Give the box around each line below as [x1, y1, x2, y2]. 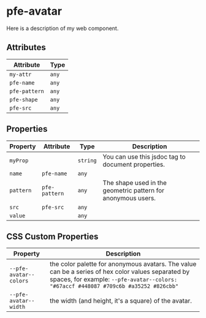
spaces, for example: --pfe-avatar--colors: [50, 275, 178, 284]
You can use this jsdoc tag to [102, 152, 186, 161]
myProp [9, 157, 29, 164]
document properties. [102, 160, 166, 168]
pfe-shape [9, 96, 38, 103]
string [77, 157, 97, 164]
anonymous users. [102, 194, 156, 202]
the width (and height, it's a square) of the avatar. [50, 297, 192, 305]
